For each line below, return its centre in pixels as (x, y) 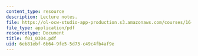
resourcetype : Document (35, 33)
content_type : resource (35, 11)
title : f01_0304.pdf (32, 38)
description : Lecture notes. (42, 17)
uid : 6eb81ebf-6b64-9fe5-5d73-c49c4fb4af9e (60, 44)
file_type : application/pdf (41, 28)
